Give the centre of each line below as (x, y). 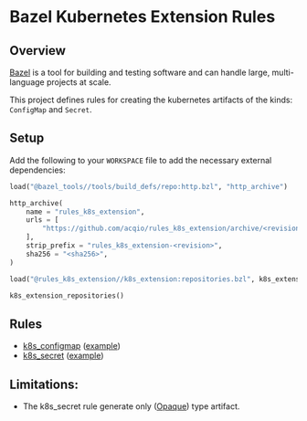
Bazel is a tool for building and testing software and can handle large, (140, 72)
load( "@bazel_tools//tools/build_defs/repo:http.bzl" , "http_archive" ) (148, 186)
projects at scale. (79, 82)
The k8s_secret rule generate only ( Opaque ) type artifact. (131, 406)
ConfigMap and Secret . (51, 110)
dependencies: (37, 170)
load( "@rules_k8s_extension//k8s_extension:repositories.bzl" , (132, 279)
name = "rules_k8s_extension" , (85, 212)
